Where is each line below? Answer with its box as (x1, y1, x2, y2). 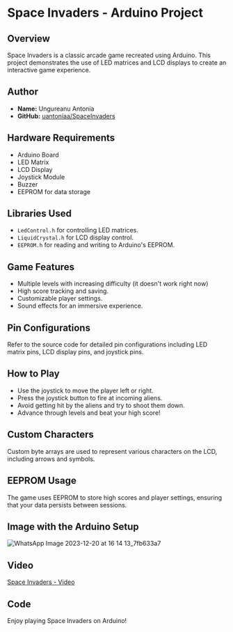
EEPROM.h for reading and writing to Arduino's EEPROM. (17, 241, 175, 249)
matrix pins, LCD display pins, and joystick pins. (7, 348, 144, 356)
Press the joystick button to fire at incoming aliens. (17, 393, 163, 402)
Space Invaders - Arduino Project (7, 5, 204, 21)
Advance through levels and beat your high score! (17, 409, 161, 417)
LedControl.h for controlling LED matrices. (17, 226, 139, 235)
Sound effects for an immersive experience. (17, 301, 143, 310)
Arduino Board (17, 150, 59, 159)
